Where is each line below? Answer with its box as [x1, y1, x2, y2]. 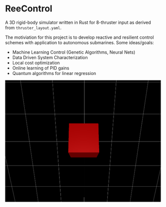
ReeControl [5, 3, 53, 14]
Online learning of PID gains [12, 65, 70, 71]
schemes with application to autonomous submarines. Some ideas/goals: [5, 39, 154, 45]
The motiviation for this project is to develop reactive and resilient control [5, 34, 154, 40]
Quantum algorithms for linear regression [12, 70, 96, 76]
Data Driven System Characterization [12, 54, 88, 60]
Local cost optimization [12, 60, 60, 66]
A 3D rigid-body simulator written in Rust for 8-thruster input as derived [5, 19, 151, 25]
